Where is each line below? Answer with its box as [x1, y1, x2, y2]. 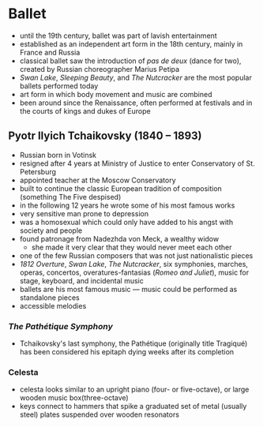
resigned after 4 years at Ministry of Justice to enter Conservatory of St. [19, 159, 255, 168]
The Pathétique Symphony [8, 320, 113, 331]
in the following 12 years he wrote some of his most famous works [19, 200, 235, 210]
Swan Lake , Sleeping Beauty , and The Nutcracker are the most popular [19, 73, 253, 82]
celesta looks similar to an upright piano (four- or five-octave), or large [19, 384, 250, 395]
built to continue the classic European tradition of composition [19, 183, 223, 193]
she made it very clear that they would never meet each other [31, 242, 232, 252]
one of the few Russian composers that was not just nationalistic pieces [19, 250, 254, 260]
